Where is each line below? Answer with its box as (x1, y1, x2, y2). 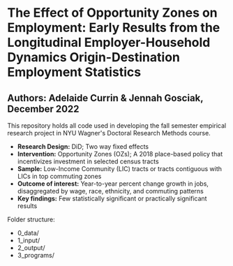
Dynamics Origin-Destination (7, 50, 180, 66)
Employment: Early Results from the (7, 20, 220, 36)
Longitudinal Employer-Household (7, 35, 211, 50)
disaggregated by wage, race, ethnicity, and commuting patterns (17, 187, 204, 195)
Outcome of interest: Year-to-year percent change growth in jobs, (17, 179, 209, 188)
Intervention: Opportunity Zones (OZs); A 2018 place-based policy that (17, 150, 223, 158)
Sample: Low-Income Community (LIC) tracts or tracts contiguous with (17, 165, 222, 172)
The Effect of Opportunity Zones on (7, 5, 218, 21)
